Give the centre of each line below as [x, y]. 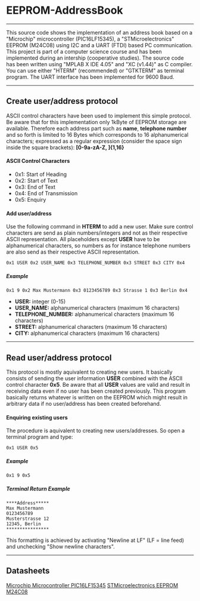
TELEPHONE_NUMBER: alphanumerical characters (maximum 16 [94, 315]
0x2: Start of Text [36, 180]
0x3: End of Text [35, 187]
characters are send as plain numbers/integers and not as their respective [97, 233]
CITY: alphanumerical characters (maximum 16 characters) [87, 333]
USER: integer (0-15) [40, 301]
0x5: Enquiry [30, 199]
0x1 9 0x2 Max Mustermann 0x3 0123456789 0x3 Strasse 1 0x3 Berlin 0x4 [97, 291]
